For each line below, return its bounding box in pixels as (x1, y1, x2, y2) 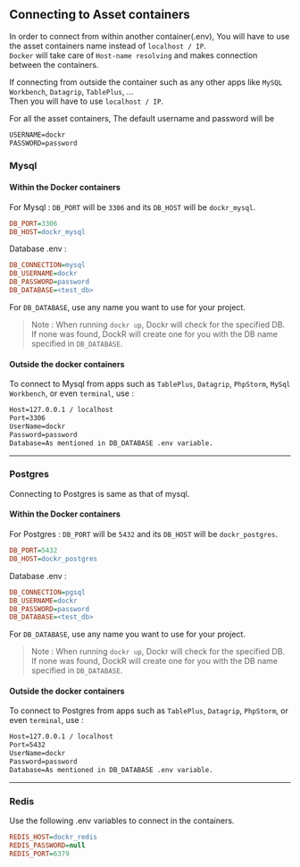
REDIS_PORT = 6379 (9, 849, 70, 858)
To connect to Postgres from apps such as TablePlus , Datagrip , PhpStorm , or (9, 705, 288, 716)
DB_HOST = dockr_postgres (9, 554, 98, 563)
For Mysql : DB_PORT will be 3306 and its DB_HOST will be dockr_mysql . (9, 201, 256, 213)
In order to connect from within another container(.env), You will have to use (9, 30, 290, 41)
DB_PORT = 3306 (9, 219, 58, 228)
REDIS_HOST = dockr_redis (9, 833, 98, 842)
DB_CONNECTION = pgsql (9, 587, 87, 597)
